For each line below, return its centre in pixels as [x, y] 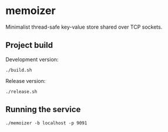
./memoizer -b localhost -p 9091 [46, 123]
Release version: [26, 81]
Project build [29, 45]
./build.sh [19, 70]
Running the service [43, 110]
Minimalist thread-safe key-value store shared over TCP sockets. [84, 27]
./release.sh [21, 92]
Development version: [32, 59]
